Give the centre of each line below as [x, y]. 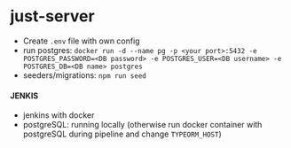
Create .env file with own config [81, 41]
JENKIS [24, 96]
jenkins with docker [59, 115]
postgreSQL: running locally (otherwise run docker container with [142, 125]
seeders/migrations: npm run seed [85, 75]
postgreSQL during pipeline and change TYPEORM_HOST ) [122, 134]
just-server [53, 16]
